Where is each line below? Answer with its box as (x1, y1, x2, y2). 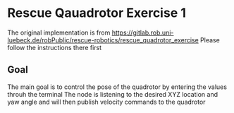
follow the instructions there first (7, 43, 102, 52)
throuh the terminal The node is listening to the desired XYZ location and (7, 90, 218, 98)
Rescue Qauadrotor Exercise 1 (7, 5, 187, 21)
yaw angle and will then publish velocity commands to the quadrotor (7, 97, 206, 106)
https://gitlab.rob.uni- (111, 28, 174, 37)
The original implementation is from (7, 28, 111, 37)
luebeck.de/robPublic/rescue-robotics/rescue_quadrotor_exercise (7, 35, 199, 44)
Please (199, 35, 220, 44)
